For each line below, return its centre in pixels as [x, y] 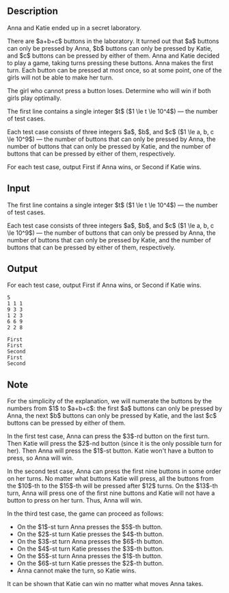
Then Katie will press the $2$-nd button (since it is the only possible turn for [114, 444]
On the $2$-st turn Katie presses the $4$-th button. [90, 534]
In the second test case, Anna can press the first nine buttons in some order [114, 471]
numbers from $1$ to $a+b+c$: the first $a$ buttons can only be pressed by [114, 408]
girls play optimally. [34, 98]
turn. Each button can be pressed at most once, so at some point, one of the [114, 70]
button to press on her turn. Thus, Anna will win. [75, 501]
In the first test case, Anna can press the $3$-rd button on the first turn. [108, 436]
